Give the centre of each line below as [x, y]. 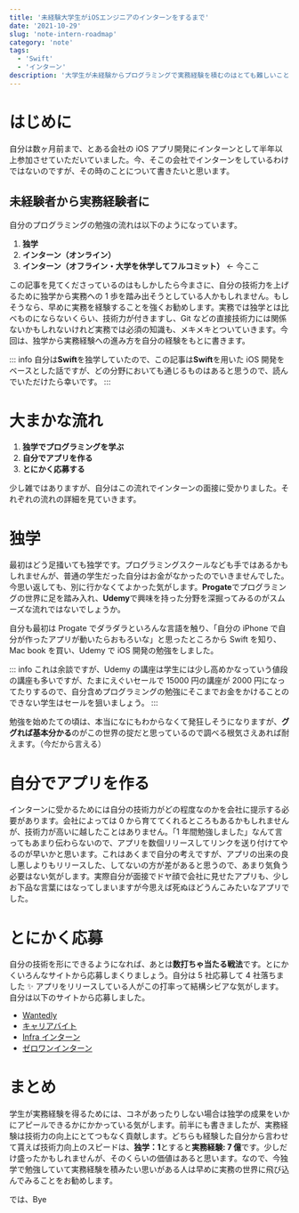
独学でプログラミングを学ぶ [73, 447]
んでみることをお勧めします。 [63, 1181]
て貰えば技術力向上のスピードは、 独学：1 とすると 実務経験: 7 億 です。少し [145, 1147]
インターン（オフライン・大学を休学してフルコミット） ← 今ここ [141, 266]
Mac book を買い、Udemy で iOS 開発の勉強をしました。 [114, 651]
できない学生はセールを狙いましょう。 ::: [84, 703]
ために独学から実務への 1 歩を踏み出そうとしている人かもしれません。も [149, 295]
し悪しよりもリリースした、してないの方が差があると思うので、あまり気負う [149, 865]
